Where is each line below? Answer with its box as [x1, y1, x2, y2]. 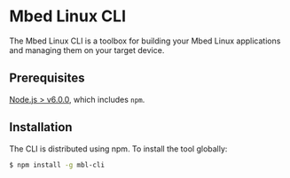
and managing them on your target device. [9, 44, 165, 55]
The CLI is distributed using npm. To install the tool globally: [9, 143, 228, 154]
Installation [9, 120, 73, 135]
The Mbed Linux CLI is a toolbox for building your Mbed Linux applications [9, 35, 281, 46]
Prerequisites [9, 71, 85, 86]
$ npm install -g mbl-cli [9, 160, 105, 169]
